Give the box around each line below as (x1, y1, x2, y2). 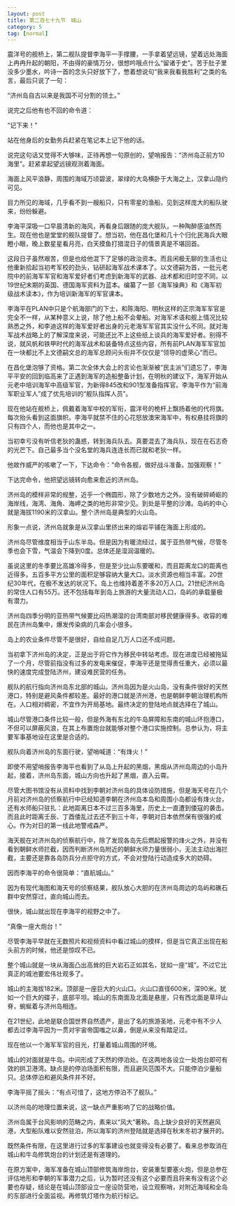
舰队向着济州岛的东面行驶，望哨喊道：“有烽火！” (7, 748, 148, 756)
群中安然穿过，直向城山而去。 (7, 892, 93, 901)
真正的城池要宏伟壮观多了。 (7, 969, 87, 978)
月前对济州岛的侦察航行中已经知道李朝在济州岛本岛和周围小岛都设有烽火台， (7, 795, 228, 804)
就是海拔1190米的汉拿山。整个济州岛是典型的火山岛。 (7, 508, 161, 517)
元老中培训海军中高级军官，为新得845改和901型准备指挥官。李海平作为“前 (7, 380, 222, 390)
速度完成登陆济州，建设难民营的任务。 (19, 668, 130, 676)
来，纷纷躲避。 (7, 207, 50, 216)
